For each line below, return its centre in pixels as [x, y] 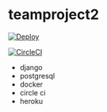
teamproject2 [53, 15]
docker [31, 84]
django [31, 67]
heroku [31, 101]
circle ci [32, 92]
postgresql [37, 75]
